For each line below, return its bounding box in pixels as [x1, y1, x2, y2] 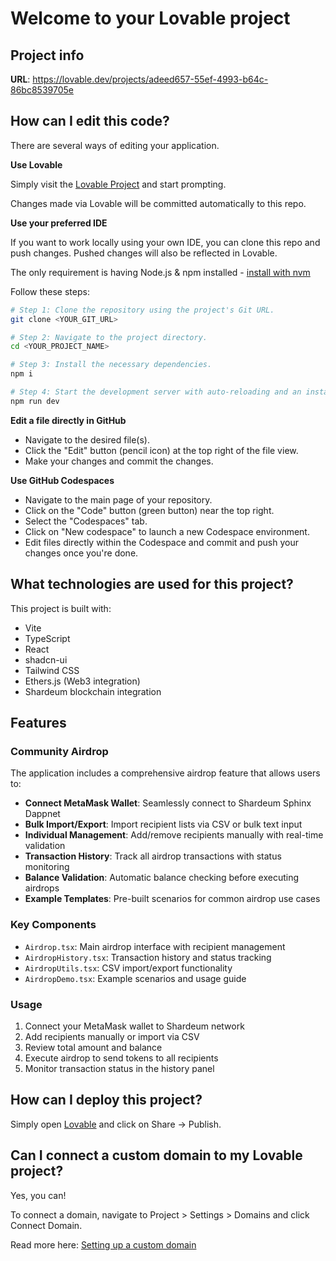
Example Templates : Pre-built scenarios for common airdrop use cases [24, 893, 321, 905]
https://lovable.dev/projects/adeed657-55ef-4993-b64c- [32, 73, 269, 85]
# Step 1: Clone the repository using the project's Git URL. [10, 305, 275, 315]
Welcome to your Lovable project [10, 7, 291, 30]
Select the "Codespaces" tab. [24, 515, 148, 527]
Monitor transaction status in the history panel [24, 1062, 215, 1074]
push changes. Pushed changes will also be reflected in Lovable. [10, 247, 278, 259]
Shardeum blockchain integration [24, 685, 162, 697]
